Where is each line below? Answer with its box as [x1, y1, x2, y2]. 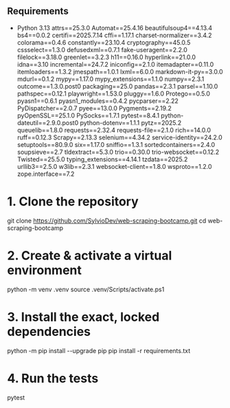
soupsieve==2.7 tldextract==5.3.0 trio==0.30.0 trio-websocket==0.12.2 [16, 148, 220, 156]
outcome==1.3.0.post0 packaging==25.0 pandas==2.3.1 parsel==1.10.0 [16, 82, 218, 90]
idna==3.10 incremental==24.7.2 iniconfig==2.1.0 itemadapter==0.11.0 [16, 60, 214, 68]
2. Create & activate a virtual [7, 247, 172, 263]
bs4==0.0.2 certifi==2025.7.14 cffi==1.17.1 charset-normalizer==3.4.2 [16, 31, 212, 39]
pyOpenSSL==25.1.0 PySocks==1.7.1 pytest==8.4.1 [16, 111, 160, 120]
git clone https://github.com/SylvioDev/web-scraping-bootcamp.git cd [7, 216, 207, 225]
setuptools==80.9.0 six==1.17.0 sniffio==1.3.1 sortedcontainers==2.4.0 [16, 140, 216, 148]
